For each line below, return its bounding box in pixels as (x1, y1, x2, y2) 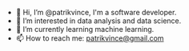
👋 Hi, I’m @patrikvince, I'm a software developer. (15, 8, 177, 17)
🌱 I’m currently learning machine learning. (15, 25, 155, 33)
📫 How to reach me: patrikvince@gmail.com (15, 33, 164, 43)
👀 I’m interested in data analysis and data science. (15, 16, 182, 25)
